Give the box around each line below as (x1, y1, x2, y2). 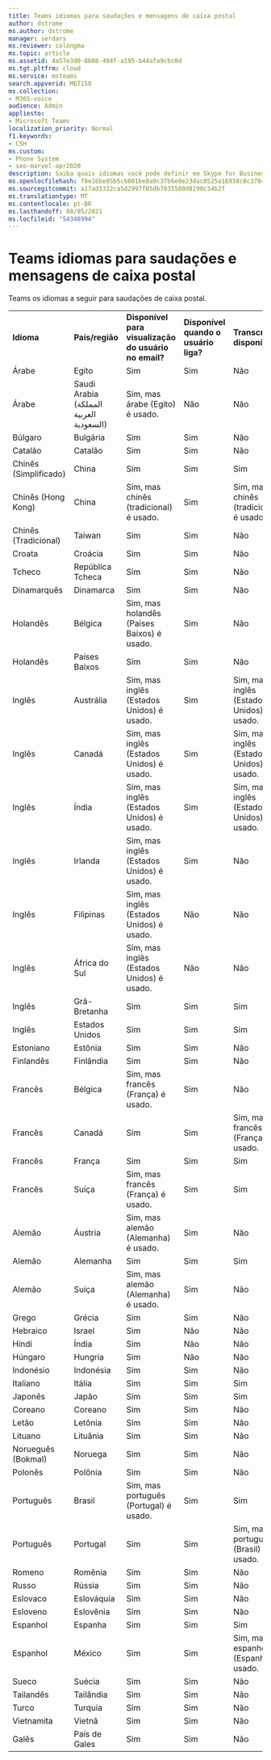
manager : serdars (8, 34, 67, 43)
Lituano (12, 1430, 41, 1441)
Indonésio (12, 1365, 50, 1376)
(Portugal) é (126, 1500, 172, 1512)
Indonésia (73, 1365, 111, 1376)
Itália (73, 1378, 93, 1389)
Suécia (73, 1676, 100, 1687)
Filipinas (73, 909, 106, 920)
